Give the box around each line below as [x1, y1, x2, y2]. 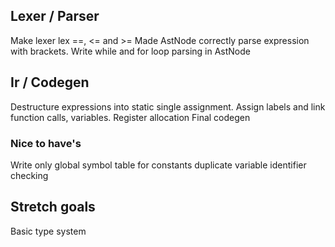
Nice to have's [10, 136, 82, 150]
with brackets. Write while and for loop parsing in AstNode [10, 45, 251, 57]
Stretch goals [10, 199, 96, 216]
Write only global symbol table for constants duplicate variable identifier [10, 159, 307, 171]
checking [10, 169, 49, 181]
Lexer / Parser [10, 8, 100, 25]
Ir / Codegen [10, 74, 90, 91]
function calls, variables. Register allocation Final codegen [10, 111, 251, 123]
